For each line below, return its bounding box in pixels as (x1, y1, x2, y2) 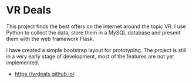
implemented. (6, 59, 39, 66)
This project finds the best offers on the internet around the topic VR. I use (6, 23, 186, 30)
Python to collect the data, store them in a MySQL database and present (6, 29, 181, 36)
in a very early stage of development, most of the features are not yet (6, 53, 174, 60)
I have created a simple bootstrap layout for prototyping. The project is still (6, 46, 187, 53)
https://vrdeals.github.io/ (14, 70, 75, 77)
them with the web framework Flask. (6, 35, 95, 42)
